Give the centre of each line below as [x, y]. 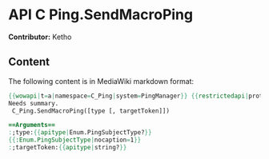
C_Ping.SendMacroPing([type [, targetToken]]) [91, 111]
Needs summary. [34, 103]
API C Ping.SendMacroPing [101, 15]
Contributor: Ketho [40, 37]
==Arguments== [32, 125]
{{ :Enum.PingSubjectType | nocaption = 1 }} [75, 140]
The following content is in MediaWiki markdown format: [101, 81]
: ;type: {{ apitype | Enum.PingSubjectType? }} [80, 133]
